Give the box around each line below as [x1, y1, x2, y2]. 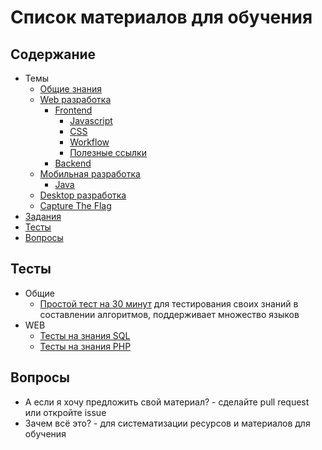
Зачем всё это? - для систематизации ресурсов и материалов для [24, 417, 311, 429]
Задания [24, 211, 62, 222]
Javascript [69, 115, 113, 126]
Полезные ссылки [69, 147, 147, 158]
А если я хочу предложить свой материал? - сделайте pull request [24, 396, 310, 408]
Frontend [54, 104, 93, 116]
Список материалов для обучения [10, 6, 313, 29]
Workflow [69, 136, 110, 148]
